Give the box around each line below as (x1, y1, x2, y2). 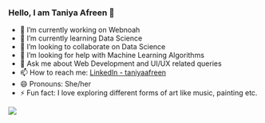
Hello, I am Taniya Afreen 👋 (8, 7, 115, 18)
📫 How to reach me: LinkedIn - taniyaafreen (19, 67, 166, 78)
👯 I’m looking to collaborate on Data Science (19, 42, 166, 52)
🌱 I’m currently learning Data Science (19, 33, 143, 43)
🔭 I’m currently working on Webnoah (19, 25, 140, 35)
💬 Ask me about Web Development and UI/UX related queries (19, 59, 222, 68)
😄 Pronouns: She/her (19, 79, 92, 89)
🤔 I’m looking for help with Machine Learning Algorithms (19, 51, 205, 60)
